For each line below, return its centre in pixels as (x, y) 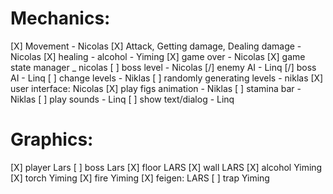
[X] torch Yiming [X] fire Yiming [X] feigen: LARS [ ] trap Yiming (140, 178)
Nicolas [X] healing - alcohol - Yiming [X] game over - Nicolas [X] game (158, 56)
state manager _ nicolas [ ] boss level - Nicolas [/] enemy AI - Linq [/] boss (163, 67)
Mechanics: (60, 18)
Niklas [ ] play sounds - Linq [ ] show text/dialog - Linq (122, 99)
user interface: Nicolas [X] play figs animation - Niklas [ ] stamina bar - (156, 88)
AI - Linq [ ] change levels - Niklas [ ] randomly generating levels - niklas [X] (167, 78)
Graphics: (52, 139)
